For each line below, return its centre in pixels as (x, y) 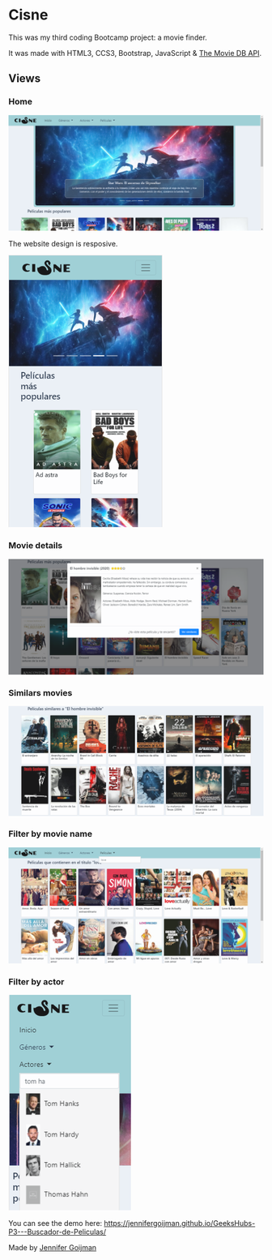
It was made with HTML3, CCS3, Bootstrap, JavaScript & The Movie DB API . (135, 53)
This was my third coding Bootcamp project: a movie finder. (108, 37)
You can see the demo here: (55, 1224)
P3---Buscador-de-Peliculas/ (57, 1232)
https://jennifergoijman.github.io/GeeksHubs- (180, 1224)
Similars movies (40, 693)
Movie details (36, 546)
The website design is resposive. (63, 244)
